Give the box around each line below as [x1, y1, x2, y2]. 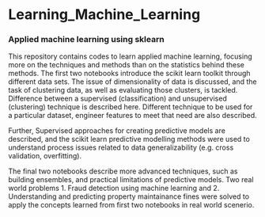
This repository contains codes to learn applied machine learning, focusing [8, 51, 252, 61]
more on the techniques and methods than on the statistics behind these [8, 60, 245, 70]
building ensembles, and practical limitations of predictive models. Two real [8, 175, 255, 185]
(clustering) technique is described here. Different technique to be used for [8, 102, 253, 112]
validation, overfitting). [8, 151, 81, 161]
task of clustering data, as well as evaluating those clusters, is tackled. [8, 86, 238, 95]
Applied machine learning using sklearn [8, 34, 165, 45]
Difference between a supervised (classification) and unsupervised [8, 93, 227, 104]
